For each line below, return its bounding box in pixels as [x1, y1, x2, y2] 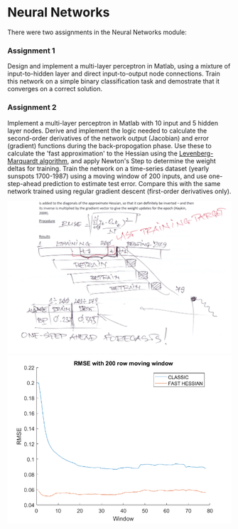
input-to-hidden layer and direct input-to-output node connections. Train [7, 69, 220, 78]
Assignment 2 [7, 103, 57, 113]
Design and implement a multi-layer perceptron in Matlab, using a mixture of [7, 62, 231, 71]
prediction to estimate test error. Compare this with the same [42, 179, 221, 188]
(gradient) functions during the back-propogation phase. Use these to [7, 141, 212, 150]
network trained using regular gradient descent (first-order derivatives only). [7, 187, 232, 195]
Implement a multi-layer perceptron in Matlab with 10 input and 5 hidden [7, 118, 219, 127]
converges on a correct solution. [7, 85, 103, 93]
